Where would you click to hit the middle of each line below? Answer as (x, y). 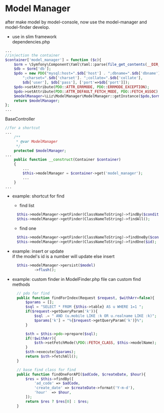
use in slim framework (34, 37)
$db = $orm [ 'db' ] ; (32, 69)
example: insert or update (38, 251)
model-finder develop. (28, 27)
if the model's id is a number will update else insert (63, 256)
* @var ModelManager (37, 141)
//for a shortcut (23, 128)
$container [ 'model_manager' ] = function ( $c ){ (53, 60)
